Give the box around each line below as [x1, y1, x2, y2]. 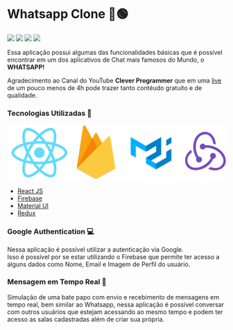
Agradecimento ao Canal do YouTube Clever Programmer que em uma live [7, 76, 222, 85]
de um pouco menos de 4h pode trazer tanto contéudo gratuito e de [7, 83, 202, 92]
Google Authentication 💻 [7, 227, 95, 236]
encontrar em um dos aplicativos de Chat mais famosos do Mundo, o [7, 55, 205, 64]
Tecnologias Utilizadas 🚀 [7, 108, 92, 118]
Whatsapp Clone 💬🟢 [7, 6, 129, 22]
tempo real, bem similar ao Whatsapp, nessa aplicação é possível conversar [7, 300, 224, 309]
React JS [17, 187, 44, 196]
